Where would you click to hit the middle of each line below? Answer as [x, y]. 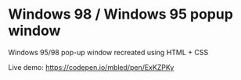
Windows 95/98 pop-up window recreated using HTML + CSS [108, 52]
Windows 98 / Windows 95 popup [120, 14]
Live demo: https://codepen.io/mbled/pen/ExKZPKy [91, 67]
